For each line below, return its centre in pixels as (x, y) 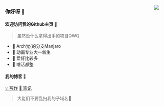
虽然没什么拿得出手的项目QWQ (48, 36)
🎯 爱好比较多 (25, 58)
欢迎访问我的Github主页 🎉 (31, 24)
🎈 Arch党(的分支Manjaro (36, 46)
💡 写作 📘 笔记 (18, 88)
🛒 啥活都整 (23, 64)
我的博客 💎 (16, 76)
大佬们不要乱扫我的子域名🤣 (44, 98)
